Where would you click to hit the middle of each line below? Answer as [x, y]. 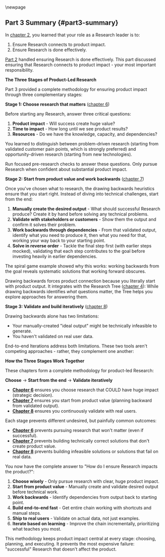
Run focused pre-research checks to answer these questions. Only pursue [81, 164]
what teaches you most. [37, 529]
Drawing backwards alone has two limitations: [52, 316]
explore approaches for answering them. [47, 297]
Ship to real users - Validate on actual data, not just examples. [76, 518]
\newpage [16, 7]
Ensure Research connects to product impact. [59, 44]
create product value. [34, 446]
